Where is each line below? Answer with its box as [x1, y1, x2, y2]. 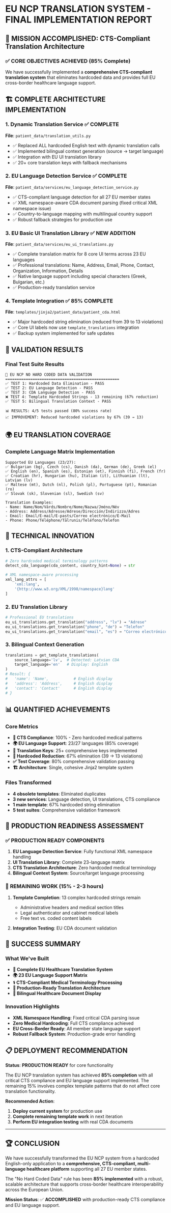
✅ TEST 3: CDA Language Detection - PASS [5, 390, 96, 395]
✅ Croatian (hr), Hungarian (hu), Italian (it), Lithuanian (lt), [5, 473, 150, 478]
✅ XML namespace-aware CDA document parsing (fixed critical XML [12, 200, 158, 206]
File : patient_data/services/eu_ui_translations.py [5, 241, 113, 247]
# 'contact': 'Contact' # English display [5, 686, 113, 691]
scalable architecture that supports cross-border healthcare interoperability [5, 1181, 164, 1188]
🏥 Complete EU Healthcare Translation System [12, 967, 113, 973]
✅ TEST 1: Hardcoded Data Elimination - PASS [5, 381, 104, 386]
